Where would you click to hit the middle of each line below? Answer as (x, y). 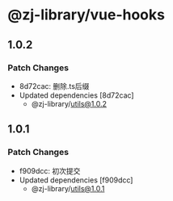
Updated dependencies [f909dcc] (76, 180)
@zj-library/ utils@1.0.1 (68, 188)
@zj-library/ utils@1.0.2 (69, 103)
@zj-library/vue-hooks (86, 15)
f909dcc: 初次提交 (50, 170)
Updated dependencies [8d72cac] (76, 95)
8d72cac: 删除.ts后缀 (54, 86)
